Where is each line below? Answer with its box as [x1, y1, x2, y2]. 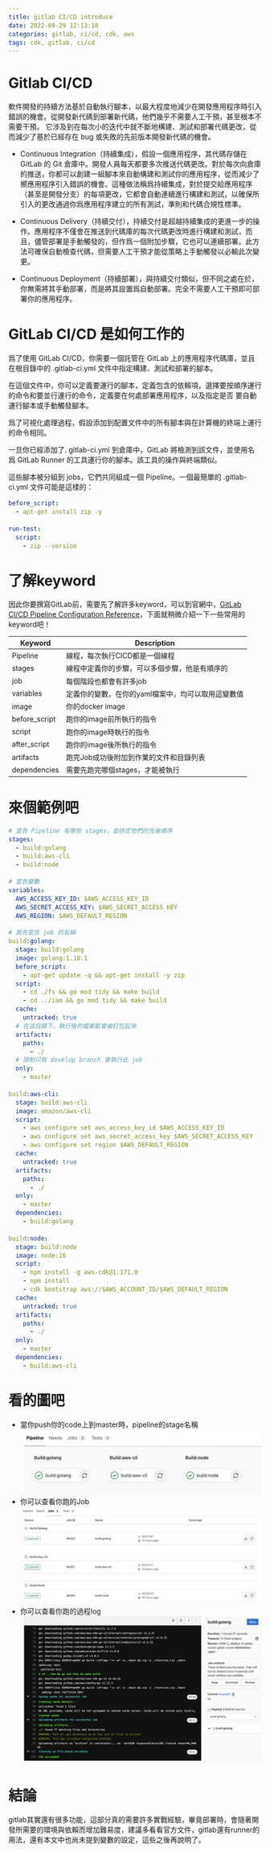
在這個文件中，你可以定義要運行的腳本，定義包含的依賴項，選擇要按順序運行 [8, 381, 262, 391]
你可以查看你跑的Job [19, 1496, 90, 1506]
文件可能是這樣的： [29, 482, 94, 492]
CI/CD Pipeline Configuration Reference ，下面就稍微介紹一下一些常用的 [8, 610, 246, 619]
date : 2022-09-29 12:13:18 [8, 21, 99, 30]
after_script [11, 739, 50, 749]
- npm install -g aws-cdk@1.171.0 [22, 1268, 138, 1276]
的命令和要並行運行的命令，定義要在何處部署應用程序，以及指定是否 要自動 [8, 391, 257, 400]
